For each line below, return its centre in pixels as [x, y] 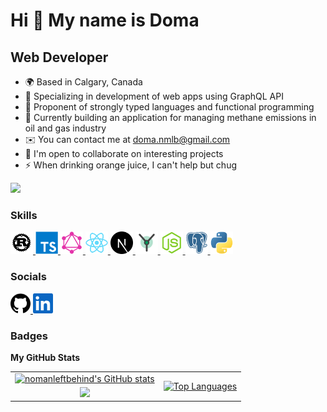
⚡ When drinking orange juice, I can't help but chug [130, 165]
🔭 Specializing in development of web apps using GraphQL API [154, 96]
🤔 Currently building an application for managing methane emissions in [170, 117]
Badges [29, 336]
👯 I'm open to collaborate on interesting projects [124, 153]
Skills [24, 215]
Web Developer [59, 57]
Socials [28, 277]
